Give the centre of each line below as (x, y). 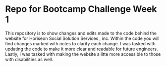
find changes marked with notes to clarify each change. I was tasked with (81, 43)
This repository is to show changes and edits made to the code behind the (81, 33)
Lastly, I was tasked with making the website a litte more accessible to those (83, 54)
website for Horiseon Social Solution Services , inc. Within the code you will (82, 38)
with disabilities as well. (29, 59)
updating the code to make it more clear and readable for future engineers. (82, 49)
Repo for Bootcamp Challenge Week (81, 9)
